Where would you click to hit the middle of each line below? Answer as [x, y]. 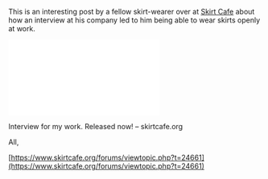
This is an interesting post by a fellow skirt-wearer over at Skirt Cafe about [132, 12]
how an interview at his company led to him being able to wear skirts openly [134, 20]
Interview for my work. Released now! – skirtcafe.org [96, 126]
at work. [22, 28]
